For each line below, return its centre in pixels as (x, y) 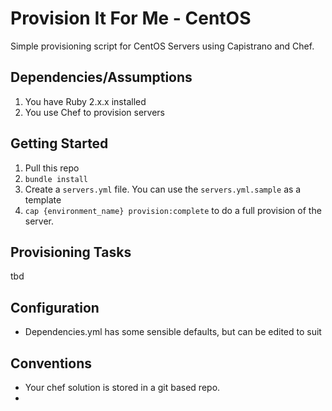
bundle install (56, 179)
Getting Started (59, 143)
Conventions (51, 363)
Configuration (55, 307)
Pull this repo (52, 168)
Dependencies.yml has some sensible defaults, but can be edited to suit (173, 332)
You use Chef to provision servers (94, 112)
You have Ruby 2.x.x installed (85, 101)
